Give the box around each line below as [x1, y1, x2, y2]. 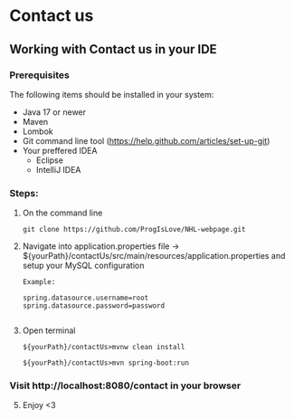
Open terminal [22, 325, 76, 336]
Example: [22, 278, 56, 287]
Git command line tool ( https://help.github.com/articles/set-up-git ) [22, 135, 270, 146]
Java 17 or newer [22, 106, 87, 118]
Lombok [22, 126, 54, 137]
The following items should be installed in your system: [9, 89, 214, 100]
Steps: [9, 186, 39, 199]
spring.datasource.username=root [22, 293, 149, 303]
